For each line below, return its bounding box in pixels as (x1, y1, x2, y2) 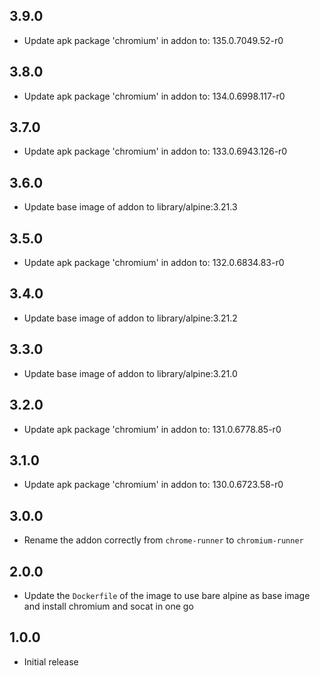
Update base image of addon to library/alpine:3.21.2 (23, 312, 238, 324)
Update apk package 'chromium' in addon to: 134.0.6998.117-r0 (23, 90, 286, 102)
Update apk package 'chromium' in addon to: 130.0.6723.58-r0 (23, 479, 284, 491)
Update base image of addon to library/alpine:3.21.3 (23, 201, 238, 213)
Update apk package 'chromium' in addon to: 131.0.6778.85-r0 (23, 423, 282, 435)
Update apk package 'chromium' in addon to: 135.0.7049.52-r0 (23, 34, 284, 46)
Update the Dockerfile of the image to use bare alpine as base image (23, 589, 311, 601)
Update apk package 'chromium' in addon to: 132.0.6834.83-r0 (23, 257, 285, 269)
